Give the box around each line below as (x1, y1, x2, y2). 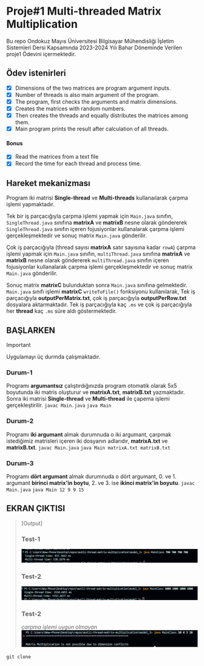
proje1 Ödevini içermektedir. (6, 50, 76, 57)
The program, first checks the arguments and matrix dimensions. (15, 98, 178, 105)
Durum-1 (6, 368, 33, 376)
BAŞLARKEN (6, 325, 56, 335)
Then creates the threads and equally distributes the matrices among (15, 112, 188, 119)
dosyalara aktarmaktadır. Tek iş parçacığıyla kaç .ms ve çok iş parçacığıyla (6, 301, 192, 309)
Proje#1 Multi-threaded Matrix (6, 4, 161, 18)
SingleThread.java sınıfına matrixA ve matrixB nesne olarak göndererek (6, 219, 188, 226)
